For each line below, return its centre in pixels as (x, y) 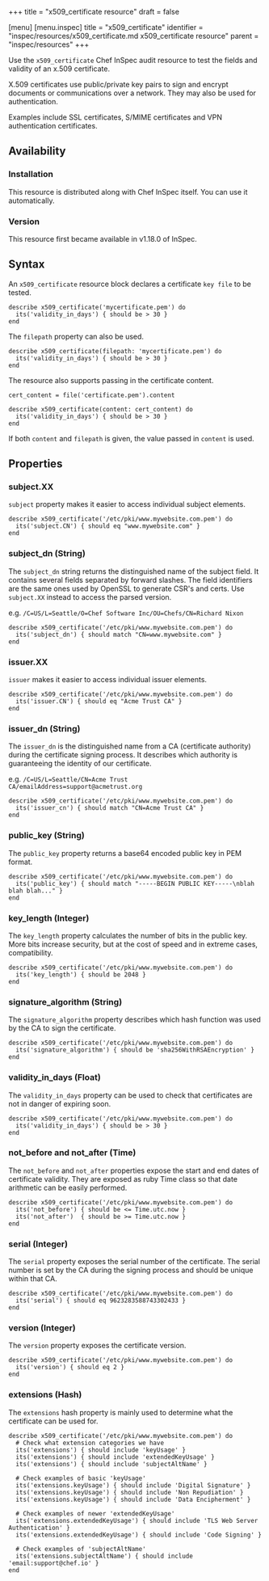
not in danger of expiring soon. (60, 1103)
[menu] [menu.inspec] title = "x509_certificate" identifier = (106, 27)
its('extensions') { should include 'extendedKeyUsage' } (116, 1457)
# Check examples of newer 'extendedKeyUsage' (95, 1514)
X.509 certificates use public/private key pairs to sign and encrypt (118, 84)
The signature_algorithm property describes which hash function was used (134, 1020)
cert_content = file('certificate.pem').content (92, 395)
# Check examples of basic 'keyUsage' (81, 1478)
